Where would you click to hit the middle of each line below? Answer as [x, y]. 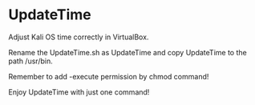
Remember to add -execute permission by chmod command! [109, 76]
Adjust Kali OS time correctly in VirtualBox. [79, 37]
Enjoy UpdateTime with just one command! [79, 92]
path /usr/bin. [31, 61]
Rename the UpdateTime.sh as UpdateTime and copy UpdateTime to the [127, 52]
